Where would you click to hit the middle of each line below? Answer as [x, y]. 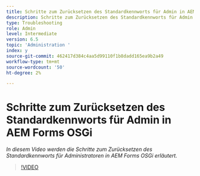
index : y [17, 51]
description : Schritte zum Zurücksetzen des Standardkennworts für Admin [100, 17]
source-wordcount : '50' [36, 67]
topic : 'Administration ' [38, 45]
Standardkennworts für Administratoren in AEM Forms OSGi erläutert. [92, 156]
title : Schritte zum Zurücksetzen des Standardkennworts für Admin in [96, 12]
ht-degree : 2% [24, 73]
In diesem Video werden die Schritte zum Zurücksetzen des [79, 149]
